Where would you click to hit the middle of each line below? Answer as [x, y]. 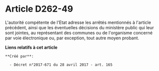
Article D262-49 [39, 9]
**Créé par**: [20, 56]
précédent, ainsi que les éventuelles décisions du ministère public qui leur [79, 27]
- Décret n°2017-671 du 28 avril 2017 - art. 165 [61, 65]
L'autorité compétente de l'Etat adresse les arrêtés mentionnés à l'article [78, 22]
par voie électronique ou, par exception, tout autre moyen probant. [72, 38]
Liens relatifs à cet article [31, 47]
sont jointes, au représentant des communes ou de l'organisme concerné [79, 33]
